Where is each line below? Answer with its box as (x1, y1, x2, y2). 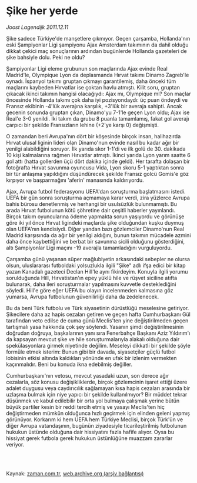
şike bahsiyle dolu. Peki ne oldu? (6, 54, 85, 61)
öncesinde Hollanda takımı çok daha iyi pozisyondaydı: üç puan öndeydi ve (6, 96, 188, 104)
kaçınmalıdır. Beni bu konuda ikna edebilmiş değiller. (6, 361, 133, 368)
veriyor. (6, 441, 25, 448)
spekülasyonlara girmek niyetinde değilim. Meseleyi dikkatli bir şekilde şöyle (6, 342, 191, 349)
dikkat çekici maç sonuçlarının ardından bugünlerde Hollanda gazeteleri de (6, 47, 187, 54)
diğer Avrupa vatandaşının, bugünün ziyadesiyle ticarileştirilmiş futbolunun (6, 422, 187, 429)
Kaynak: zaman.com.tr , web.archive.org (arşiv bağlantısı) (6, 469, 144, 477)
